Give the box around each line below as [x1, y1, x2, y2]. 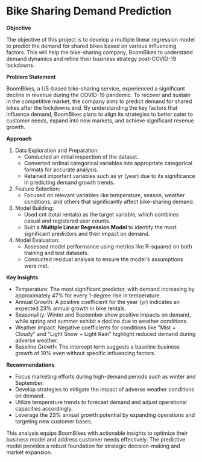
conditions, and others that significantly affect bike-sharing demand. [24, 198, 195, 205]
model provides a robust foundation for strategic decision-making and [6, 442, 181, 449]
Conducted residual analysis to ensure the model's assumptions [24, 255, 183, 263]
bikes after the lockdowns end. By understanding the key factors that [6, 104, 178, 111]
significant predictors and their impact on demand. [24, 230, 150, 237]
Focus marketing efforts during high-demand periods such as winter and [14, 373, 196, 380]
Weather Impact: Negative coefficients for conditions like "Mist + [14, 324, 176, 331]
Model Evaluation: [14, 236, 60, 244]
